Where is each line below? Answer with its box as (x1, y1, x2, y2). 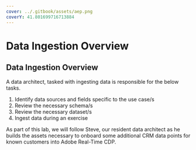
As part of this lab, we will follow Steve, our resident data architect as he (6, 125, 180, 132)
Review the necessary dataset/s (14, 108, 92, 115)
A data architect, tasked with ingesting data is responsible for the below (6, 78, 179, 85)
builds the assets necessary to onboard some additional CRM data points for (6, 132, 191, 139)
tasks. (6, 84, 21, 91)
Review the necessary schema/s (14, 102, 93, 109)
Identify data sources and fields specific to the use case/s (14, 96, 155, 103)
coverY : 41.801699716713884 (6, 14, 75, 20)
